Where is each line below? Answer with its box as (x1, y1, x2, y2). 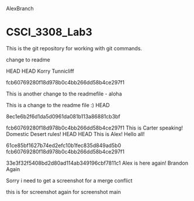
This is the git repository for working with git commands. (6, 45, 142, 52)
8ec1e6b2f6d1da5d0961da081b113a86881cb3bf (6, 113, 121, 120)
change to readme (6, 56, 51, 63)
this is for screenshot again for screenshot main (6, 188, 121, 195)
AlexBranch (6, 5, 34, 12)
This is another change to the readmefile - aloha (6, 90, 122, 97)
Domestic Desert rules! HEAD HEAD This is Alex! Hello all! (6, 130, 145, 137)
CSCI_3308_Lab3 (6, 26, 92, 39)
